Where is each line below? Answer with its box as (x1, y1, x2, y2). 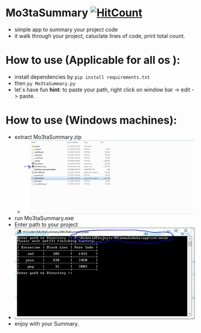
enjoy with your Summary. (14, 320, 79, 328)
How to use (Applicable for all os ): (5, 53, 181, 67)
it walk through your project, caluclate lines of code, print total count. (14, 32, 185, 39)
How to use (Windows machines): (5, 114, 178, 127)
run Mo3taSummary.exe (14, 215, 74, 222)
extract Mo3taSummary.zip (14, 133, 82, 141)
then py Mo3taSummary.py (14, 79, 76, 87)
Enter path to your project (14, 221, 79, 228)
